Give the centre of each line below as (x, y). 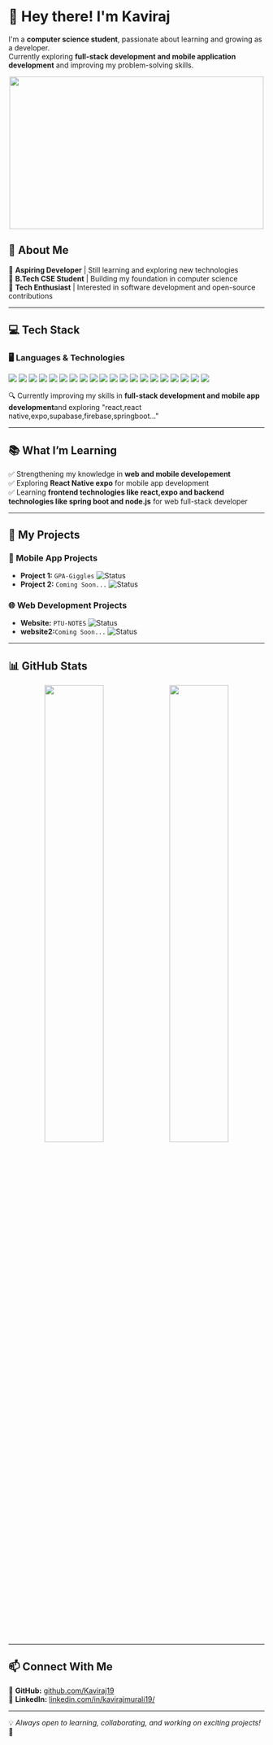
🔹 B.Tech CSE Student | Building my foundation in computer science (123, 278)
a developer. (29, 47)
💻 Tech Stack (44, 330)
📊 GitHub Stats (48, 666)
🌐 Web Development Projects (68, 605)
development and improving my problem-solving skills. (101, 65)
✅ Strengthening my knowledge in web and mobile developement (120, 474)
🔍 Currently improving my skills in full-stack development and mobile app (134, 396)
